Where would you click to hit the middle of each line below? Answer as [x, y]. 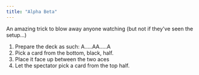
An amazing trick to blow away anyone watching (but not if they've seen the [99, 29]
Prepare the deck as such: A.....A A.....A [63, 46]
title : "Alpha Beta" [32, 12]
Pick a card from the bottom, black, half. [64, 53]
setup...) [16, 35]
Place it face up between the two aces [62, 59]
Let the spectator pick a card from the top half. [72, 65]
